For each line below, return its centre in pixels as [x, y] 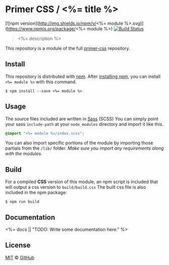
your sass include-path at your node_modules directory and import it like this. [84, 124]
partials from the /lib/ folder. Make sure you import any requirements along [84, 148]
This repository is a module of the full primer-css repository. [68, 48]
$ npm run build [22, 202]
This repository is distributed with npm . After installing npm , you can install [83, 76]
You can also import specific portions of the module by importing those [79, 143]
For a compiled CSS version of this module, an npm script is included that [81, 182]
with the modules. [24, 154]
